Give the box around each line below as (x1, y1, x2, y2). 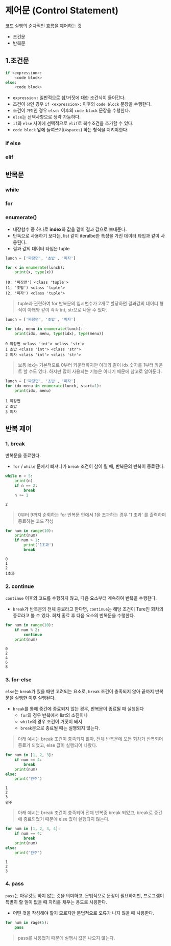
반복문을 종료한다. (5, 452, 41, 459)
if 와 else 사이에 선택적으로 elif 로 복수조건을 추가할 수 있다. (12, 120, 134, 126)
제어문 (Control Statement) (5, 5, 119, 16)
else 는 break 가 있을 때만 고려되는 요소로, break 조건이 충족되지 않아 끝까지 (5, 688, 154, 695)
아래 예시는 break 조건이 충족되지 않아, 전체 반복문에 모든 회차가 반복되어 (17, 736, 163, 742)
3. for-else (5, 676, 32, 683)
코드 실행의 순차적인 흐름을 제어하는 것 (5, 23, 82, 29)
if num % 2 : (14, 627, 40, 633)
